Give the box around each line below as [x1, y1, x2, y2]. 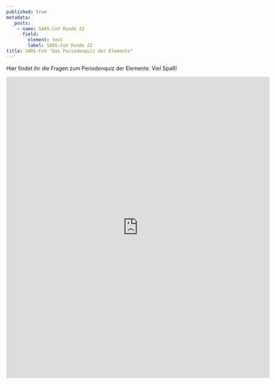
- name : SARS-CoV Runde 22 [17, 25, 85, 32]
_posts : [11, 20, 31, 26]
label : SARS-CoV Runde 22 [28, 43, 93, 49]
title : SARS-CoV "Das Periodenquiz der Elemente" [6, 48, 134, 54]
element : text [28, 37, 63, 43]
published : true [6, 8, 47, 15]
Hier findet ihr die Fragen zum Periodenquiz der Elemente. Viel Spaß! [6, 65, 178, 72]
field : [22, 31, 39, 37]
